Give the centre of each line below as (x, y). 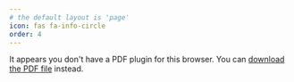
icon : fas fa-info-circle (57, 26)
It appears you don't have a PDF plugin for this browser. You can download (147, 60)
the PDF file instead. (46, 69)
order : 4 (25, 34)
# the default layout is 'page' (69, 17)
